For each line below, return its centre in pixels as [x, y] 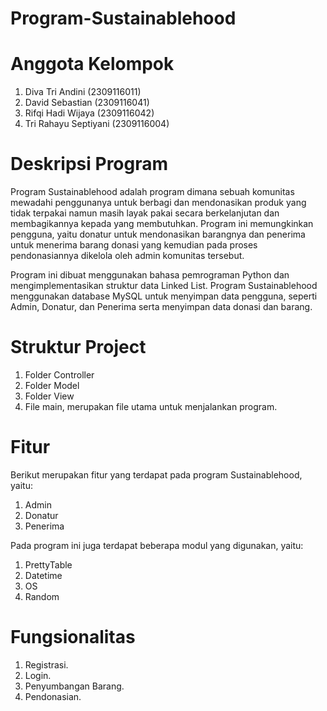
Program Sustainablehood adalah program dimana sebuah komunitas [152, 192]
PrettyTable [48, 564]
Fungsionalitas [73, 637]
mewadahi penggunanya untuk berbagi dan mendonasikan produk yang [158, 203]
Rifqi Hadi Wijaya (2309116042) [89, 113]
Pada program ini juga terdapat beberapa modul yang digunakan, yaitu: [157, 545]
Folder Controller [59, 375]
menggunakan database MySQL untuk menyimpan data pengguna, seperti [164, 296]
